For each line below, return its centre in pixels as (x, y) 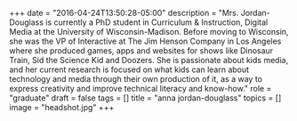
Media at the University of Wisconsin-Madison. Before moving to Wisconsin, (149, 32)
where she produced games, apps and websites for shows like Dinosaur (141, 51)
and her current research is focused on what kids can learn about (129, 69)
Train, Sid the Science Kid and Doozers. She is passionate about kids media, (149, 60)
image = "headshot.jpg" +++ (62, 107)
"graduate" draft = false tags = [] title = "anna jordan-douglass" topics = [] (145, 98)
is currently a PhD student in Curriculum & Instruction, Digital (157, 22)
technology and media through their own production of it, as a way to (136, 79)
